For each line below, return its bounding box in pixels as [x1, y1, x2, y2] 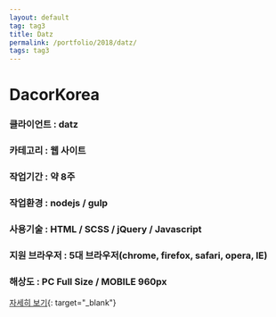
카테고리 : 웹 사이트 [9, 145, 86, 157]
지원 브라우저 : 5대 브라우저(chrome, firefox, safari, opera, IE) [9, 249, 268, 262]
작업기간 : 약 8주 [9, 171, 76, 183]
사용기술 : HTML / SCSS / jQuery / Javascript [9, 222, 202, 235]
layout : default [9, 13, 69, 22]
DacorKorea [9, 85, 101, 105]
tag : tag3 [9, 21, 46, 30]
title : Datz [9, 29, 53, 38]
